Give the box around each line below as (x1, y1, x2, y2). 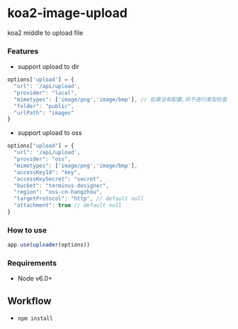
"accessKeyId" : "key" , (13, 168, 81, 176)
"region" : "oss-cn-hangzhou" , (13, 188, 103, 196)
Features (7, 46, 39, 56)
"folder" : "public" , (13, 102, 74, 109)
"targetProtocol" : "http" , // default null (13, 195, 144, 203)
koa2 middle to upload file (7, 28, 84, 37)
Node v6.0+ (17, 274, 53, 283)
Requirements (7, 258, 57, 268)
